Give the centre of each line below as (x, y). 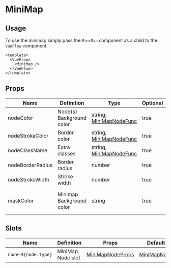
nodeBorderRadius (30, 165)
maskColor (21, 201)
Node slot (69, 257)
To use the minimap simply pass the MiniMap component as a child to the (81, 40)
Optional (152, 103)
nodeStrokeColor (28, 136)
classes (67, 153)
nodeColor (20, 118)
